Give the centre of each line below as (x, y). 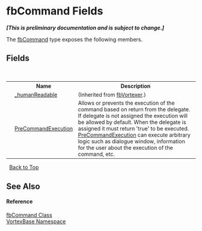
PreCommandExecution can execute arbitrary (134, 135)
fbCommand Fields (55, 11)
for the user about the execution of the (125, 147)
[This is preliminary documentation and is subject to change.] (85, 28)
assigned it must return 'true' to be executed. (133, 128)
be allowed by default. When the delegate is (132, 122)
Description (136, 86)
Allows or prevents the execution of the (126, 103)
